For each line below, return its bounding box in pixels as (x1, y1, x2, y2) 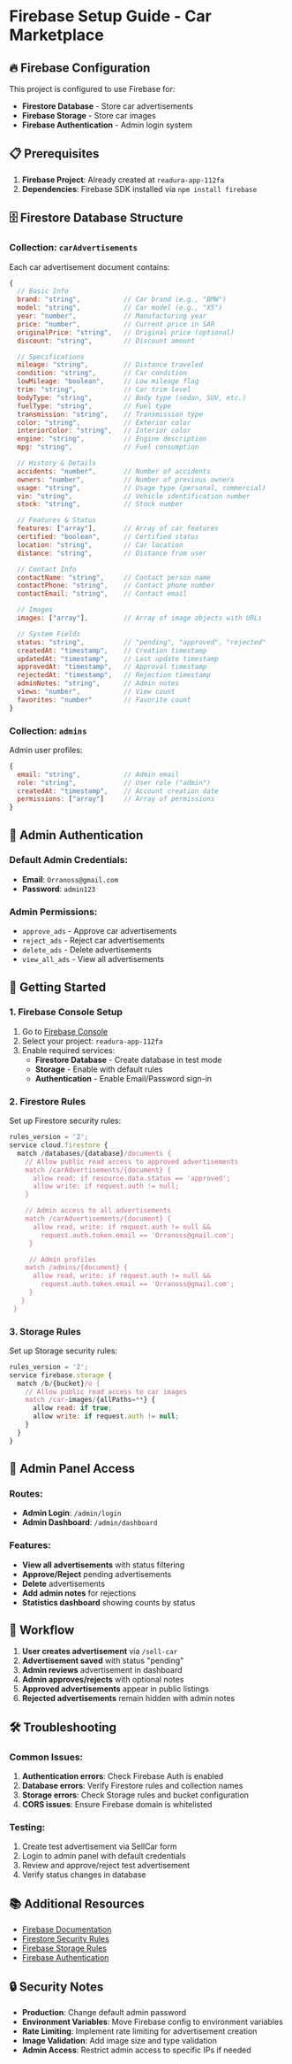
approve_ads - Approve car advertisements (21, 926, 177, 936)
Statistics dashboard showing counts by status (21, 1597, 196, 1607)
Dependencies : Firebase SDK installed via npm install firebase (21, 183, 258, 194)
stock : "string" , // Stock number (17, 500, 183, 509)
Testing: (9, 1821, 46, 1834)
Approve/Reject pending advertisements (21, 1568, 172, 1579)
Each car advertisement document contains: (9, 261, 170, 272)
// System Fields (17, 629, 81, 638)
